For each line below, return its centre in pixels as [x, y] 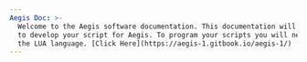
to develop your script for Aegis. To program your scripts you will [153, 35]
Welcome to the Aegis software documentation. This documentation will [157, 26]
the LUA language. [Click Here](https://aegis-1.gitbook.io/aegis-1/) [155, 43]
